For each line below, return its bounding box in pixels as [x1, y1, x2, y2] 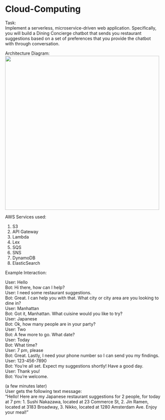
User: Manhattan [5, 305, 39, 311]
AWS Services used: [5, 213, 47, 220]
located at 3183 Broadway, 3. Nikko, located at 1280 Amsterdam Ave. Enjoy [5, 404, 158, 410]
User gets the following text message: [5, 388, 82, 394]
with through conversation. [5, 40, 60, 46]
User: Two [5, 326, 26, 332]
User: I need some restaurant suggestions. [5, 289, 92, 295]
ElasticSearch [12, 260, 40, 266]
